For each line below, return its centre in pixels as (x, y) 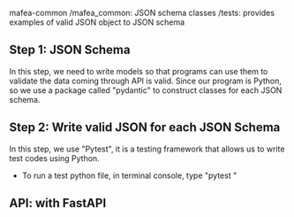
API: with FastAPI (58, 203)
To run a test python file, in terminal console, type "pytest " (129, 175)
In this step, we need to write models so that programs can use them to (139, 71)
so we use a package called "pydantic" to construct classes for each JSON (146, 90)
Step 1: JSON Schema (70, 50)
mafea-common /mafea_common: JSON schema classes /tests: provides (142, 13)
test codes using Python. (54, 158)
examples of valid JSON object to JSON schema (97, 22)
